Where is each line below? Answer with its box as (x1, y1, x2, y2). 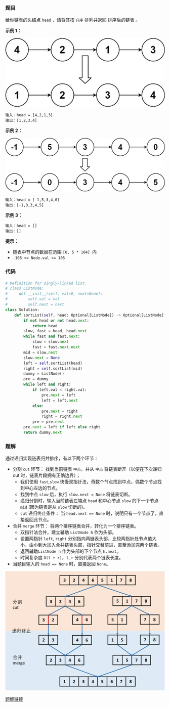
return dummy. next (23, 430, 62, 435)
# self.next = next (5, 302, 65, 307)
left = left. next (41, 398, 78, 403)
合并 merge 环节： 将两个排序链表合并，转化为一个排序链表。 (12, 523, 139, 529)
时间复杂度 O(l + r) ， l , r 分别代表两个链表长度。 (20, 555, 124, 561)
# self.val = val (5, 297, 60, 302)
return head (32, 323, 58, 328)
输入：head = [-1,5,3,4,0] (5, 197, 60, 203)
